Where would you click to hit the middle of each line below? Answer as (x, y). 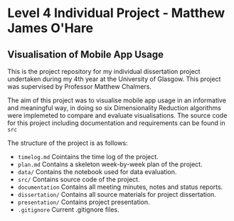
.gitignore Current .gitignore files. (68, 210)
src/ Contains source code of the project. (79, 179)
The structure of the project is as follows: (68, 143)
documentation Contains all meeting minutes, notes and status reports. (120, 187)
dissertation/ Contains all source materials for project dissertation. (117, 194)
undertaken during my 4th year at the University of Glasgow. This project (114, 79)
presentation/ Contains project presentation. (84, 202)
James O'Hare (50, 28)
